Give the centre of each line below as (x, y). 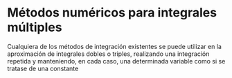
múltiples (35, 27)
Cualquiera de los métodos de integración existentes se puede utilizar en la (114, 46)
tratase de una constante (43, 68)
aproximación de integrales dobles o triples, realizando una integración (108, 54)
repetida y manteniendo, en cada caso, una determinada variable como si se (116, 61)
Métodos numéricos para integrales (112, 13)
